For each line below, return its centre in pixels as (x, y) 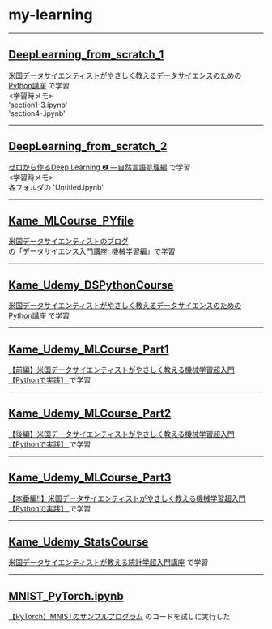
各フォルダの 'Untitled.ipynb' (56, 187)
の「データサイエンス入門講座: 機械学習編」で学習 (92, 251)
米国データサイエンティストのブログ (69, 242)
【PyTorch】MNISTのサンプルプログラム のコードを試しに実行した (119, 617)
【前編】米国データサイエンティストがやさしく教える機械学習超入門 (121, 370)
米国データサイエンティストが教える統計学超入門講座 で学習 (108, 563)
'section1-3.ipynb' (38, 105)
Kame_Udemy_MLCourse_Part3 (90, 478)
